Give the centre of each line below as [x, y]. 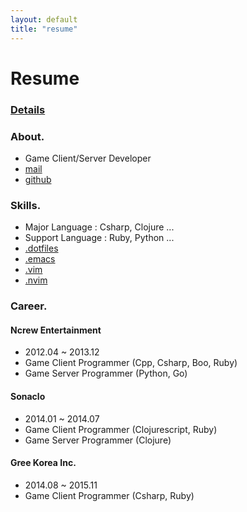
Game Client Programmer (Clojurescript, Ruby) [121, 429]
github [38, 179]
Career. [29, 306]
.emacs [40, 259]
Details [28, 109]
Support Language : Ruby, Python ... [99, 238]
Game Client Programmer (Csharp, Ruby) [109, 495]
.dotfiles [41, 248]
